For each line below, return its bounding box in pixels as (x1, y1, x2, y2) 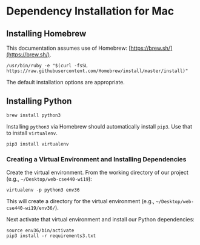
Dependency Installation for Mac (6, 4, 175, 18)
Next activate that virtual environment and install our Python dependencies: (6, 216, 195, 223)
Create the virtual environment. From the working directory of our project (6, 169, 189, 176)
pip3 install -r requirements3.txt (6, 233, 96, 239)
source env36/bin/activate (6, 227, 75, 234)
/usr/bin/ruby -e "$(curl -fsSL (6, 62, 88, 69)
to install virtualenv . (6, 129, 58, 136)
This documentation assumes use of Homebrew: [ (6, 44, 132, 52)
